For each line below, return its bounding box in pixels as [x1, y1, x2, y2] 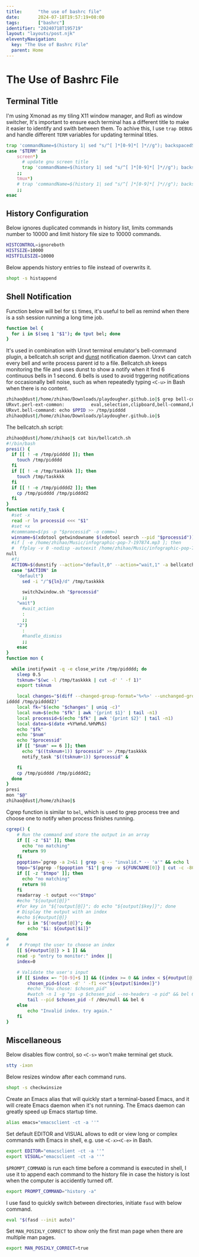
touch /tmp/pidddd [17, 457, 62, 463]
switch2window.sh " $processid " [21, 589, 99, 595]
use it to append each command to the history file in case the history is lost [6, 1170, 190, 1178]
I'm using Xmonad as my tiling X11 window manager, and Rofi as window [6, 112, 182, 119]
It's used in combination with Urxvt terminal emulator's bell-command [6, 347, 176, 354]
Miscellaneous [6, 1035, 62, 1045]
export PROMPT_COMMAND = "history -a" [6, 1188, 97, 1194]
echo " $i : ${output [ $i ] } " [27, 925, 92, 931]
